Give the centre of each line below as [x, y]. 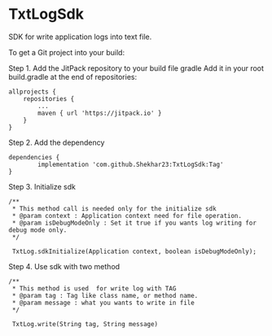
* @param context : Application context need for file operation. [127, 216]
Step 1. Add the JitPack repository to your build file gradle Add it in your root [136, 68]
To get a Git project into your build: [66, 52]
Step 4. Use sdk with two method [64, 266]
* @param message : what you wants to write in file [103, 303]
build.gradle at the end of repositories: [72, 76]
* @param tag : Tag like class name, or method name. [105, 295]
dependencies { [34, 157]
